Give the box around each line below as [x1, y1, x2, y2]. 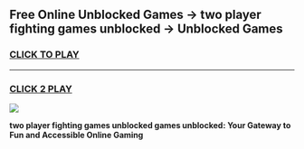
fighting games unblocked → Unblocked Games [9, 22, 283, 37]
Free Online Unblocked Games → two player [9, 7, 262, 23]
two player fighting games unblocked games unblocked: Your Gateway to [9, 119, 291, 130]
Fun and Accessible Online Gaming [9, 129, 144, 140]
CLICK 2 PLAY [9, 82, 72, 95]
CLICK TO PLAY [9, 49, 80, 61]
